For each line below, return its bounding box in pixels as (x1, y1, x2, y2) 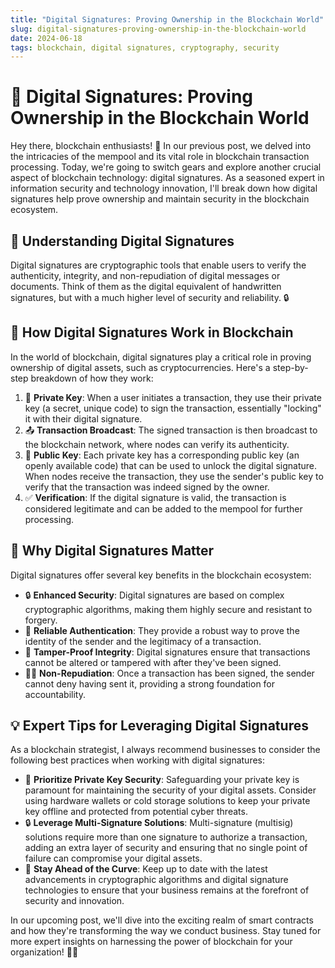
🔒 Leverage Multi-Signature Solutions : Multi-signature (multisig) (24, 817, 294, 829)
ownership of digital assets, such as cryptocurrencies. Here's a (10, 361, 271, 373)
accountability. (24, 688, 86, 700)
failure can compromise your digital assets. (24, 852, 203, 865)
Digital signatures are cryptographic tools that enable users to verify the (10, 259, 307, 271)
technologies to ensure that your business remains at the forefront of (24, 884, 310, 896)
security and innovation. (24, 895, 125, 907)
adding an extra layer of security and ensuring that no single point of (24, 842, 308, 854)
